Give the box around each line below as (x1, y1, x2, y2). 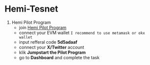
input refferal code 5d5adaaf (19, 39, 78, 45)
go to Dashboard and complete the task (19, 54, 100, 60)
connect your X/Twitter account (19, 44, 84, 50)
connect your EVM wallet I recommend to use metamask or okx (19, 30, 145, 35)
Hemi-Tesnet (4, 3, 58, 15)
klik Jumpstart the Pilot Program (19, 49, 86, 55)
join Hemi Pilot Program (19, 24, 67, 30)
